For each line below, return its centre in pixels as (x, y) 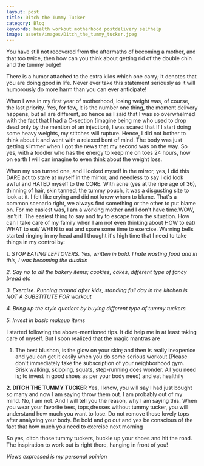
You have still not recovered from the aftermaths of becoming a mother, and (101, 52)
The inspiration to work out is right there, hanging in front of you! (87, 445)
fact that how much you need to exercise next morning (75, 427)
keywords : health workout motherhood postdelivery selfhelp (84, 29)
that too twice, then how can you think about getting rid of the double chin (99, 58)
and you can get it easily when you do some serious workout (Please (101, 357)
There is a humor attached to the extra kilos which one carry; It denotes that (102, 77)
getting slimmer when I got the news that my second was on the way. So (97, 146)
